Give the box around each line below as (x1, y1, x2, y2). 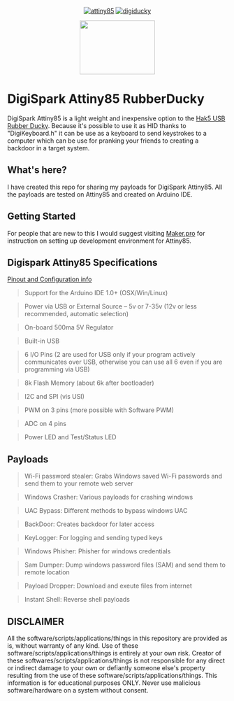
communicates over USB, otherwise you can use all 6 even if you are (24, 357, 223, 367)
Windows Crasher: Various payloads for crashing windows (24, 493, 193, 502)
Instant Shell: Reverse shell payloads (24, 595, 131, 604)
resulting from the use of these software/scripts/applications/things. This (7, 672, 218, 679)
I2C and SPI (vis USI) (24, 392, 85, 401)
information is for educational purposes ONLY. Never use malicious (7, 679, 201, 687)
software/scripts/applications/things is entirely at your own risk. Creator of (7, 649, 221, 657)
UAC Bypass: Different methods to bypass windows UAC (24, 507, 188, 515)
